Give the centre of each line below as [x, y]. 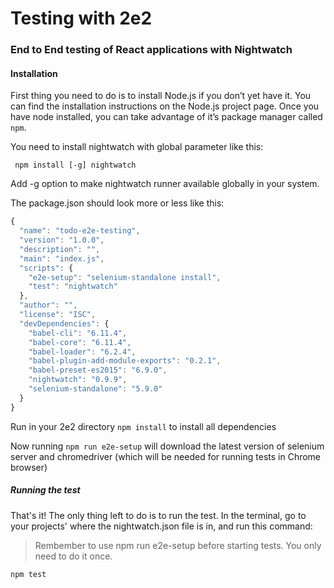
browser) [29, 467]
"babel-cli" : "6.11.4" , [78, 333]
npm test [28, 574]
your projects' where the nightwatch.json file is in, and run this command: [161, 526]
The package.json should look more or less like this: [117, 203]
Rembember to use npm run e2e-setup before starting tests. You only [178, 545]
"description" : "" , [60, 249]
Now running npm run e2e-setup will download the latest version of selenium [167, 446]
